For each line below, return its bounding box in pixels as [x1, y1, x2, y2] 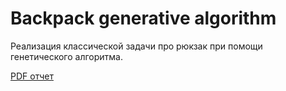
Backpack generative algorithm [10, 7, 277, 30]
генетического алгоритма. [10, 50, 124, 62]
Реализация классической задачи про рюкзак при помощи [10, 40, 263, 52]
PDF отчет [10, 70, 54, 82]
